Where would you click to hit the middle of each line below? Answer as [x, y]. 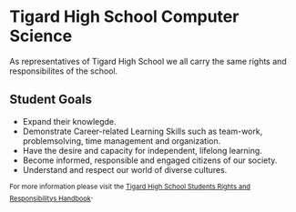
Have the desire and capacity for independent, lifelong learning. [142, 150]
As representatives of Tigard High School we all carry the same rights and [148, 61]
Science [41, 36]
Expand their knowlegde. [69, 121]
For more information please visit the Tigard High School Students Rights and [130, 187]
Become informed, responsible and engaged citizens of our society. [150, 160]
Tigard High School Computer [124, 17]
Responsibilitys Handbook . [51, 196]
